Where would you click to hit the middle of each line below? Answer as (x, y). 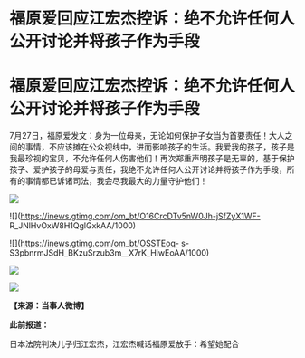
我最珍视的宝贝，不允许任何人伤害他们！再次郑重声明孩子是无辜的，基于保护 (152, 159)
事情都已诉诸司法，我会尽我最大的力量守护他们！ (116, 181)
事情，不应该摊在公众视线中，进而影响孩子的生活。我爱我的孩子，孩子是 (160, 147)
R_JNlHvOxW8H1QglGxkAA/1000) (73, 226)
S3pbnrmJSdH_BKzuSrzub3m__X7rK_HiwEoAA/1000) (110, 253)
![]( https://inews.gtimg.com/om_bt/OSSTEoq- (94, 243)
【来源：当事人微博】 (49, 305)
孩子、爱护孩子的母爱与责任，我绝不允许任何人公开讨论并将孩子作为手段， (148, 169)
